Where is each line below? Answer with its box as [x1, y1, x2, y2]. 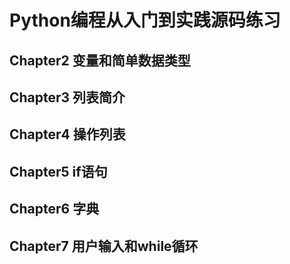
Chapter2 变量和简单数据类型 [9, 52, 191, 69]
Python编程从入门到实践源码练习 [9, 9, 281, 32]
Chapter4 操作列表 [9, 126, 126, 143]
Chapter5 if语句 [9, 163, 108, 180]
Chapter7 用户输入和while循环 [9, 237, 199, 255]
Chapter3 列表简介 [9, 89, 126, 106]
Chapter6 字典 [9, 201, 100, 218]
